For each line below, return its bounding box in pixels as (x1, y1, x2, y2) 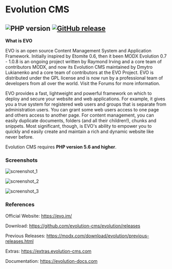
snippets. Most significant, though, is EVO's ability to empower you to (5, 123, 152, 129)
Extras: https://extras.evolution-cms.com (5, 248, 92, 254)
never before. (5, 134, 34, 140)
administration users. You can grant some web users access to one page (5, 107, 159, 112)
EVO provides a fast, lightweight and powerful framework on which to (5, 90, 152, 96)
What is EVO (5, 37, 32, 44)
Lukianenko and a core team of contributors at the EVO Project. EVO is (5, 69, 154, 75)
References (5, 201, 35, 208)
